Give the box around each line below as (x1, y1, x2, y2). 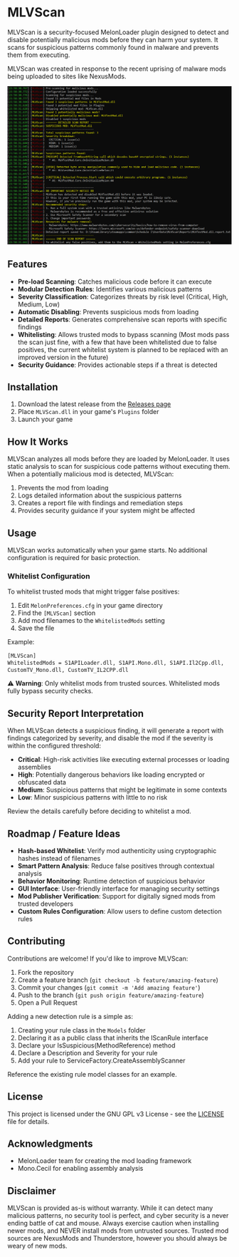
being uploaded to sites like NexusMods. (7, 72, 127, 81)
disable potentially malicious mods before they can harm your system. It (7, 35, 218, 43)
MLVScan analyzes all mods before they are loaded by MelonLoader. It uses (7, 455, 230, 463)
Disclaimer (7, 1184, 56, 1197)
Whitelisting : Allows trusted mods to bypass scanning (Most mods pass (17, 330, 230, 338)
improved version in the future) (17, 353, 109, 361)
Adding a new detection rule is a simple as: (7, 1012, 134, 1020)
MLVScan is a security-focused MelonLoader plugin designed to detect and (7, 28, 229, 36)
